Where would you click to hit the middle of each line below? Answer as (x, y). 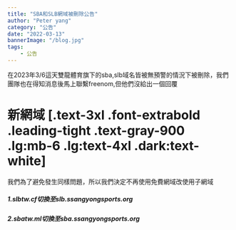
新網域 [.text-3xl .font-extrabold (104, 115)
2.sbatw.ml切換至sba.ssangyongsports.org (74, 219)
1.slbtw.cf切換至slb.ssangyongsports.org (70, 199)
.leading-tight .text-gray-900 (96, 131)
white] (27, 161)
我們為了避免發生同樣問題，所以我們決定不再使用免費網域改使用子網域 (111, 182)
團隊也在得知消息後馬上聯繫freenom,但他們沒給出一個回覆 (93, 83)
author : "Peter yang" (40, 21)
